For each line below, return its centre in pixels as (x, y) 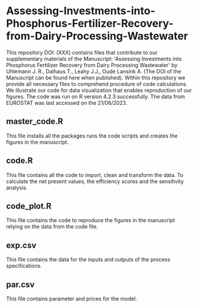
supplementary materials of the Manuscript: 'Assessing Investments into (94, 59)
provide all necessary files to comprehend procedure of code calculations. (97, 84)
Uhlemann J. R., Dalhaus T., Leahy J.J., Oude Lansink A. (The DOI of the (94, 71)
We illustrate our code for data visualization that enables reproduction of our (99, 90)
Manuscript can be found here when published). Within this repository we (96, 78)
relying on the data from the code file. (52, 227)
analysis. (17, 187)
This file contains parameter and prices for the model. (72, 299)
